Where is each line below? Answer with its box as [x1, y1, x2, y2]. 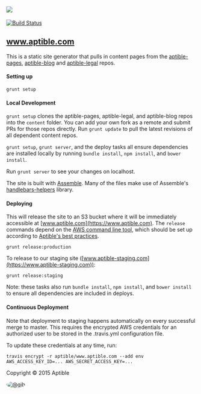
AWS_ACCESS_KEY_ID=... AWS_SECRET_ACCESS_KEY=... [6, 358, 134, 364]
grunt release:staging [6, 273, 63, 279]
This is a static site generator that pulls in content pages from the [6, 52, 168, 60]
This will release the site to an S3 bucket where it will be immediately [6, 213, 177, 220]
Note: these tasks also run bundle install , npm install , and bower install [6, 284, 192, 291]
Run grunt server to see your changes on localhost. [6, 168, 135, 175]
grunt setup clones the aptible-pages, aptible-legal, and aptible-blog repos [6, 112, 193, 120]
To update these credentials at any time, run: [6, 342, 117, 349]
